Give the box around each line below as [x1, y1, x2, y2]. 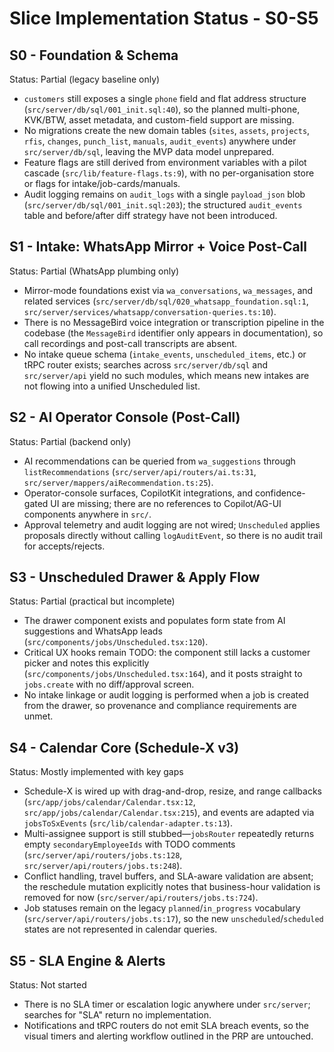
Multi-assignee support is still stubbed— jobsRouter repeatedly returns [23, 828, 315, 840]
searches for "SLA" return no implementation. [23, 1009, 212, 1021]
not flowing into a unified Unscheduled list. [23, 380, 201, 392]
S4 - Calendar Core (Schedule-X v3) [9, 739, 240, 756]
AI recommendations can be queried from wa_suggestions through [23, 455, 296, 467]
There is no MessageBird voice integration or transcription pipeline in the [23, 316, 325, 328]
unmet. [23, 710, 54, 722]
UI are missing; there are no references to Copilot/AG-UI [50, 497, 282, 509]
